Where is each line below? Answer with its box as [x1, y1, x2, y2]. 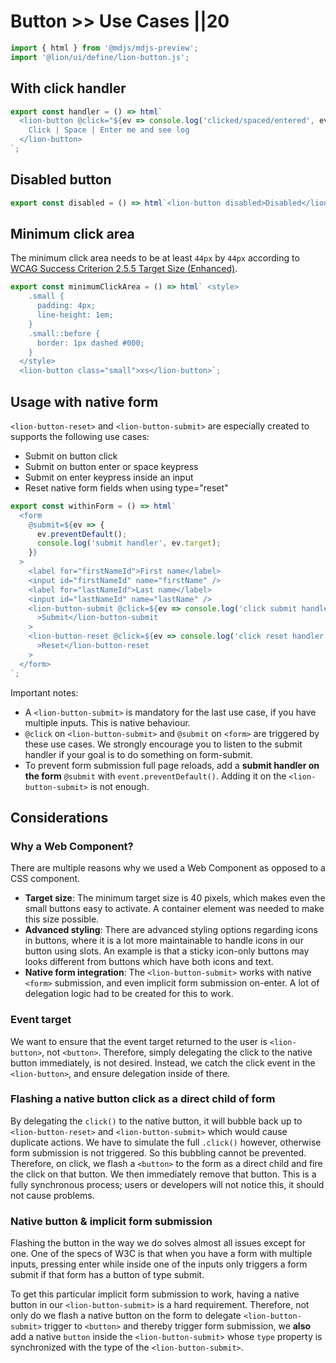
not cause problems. [10, 1189, 95, 1201]
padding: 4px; [36, 301, 97, 311]
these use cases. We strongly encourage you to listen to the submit [24, 738, 303, 750]
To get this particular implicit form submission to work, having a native [10, 1288, 300, 1300]
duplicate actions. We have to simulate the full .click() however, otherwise [10, 1136, 322, 1148]
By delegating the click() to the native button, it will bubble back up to [10, 1115, 303, 1127]
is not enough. [89, 780, 150, 792]
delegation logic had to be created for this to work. [24, 988, 234, 1000]
